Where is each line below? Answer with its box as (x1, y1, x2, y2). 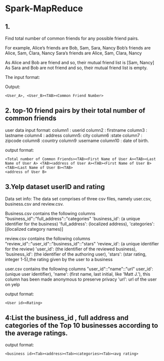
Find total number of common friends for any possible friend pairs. (5, 35, 139, 41)
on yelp (5, 281, 20, 287)
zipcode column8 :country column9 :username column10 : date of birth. (5, 138, 149, 144)
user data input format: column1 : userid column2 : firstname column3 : (5, 127, 147, 133)
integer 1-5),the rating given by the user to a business (5, 256, 113, 262)
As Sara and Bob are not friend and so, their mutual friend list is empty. (5, 65, 148, 71)
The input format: (5, 74, 40, 80)
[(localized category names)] (5, 226, 63, 232)
